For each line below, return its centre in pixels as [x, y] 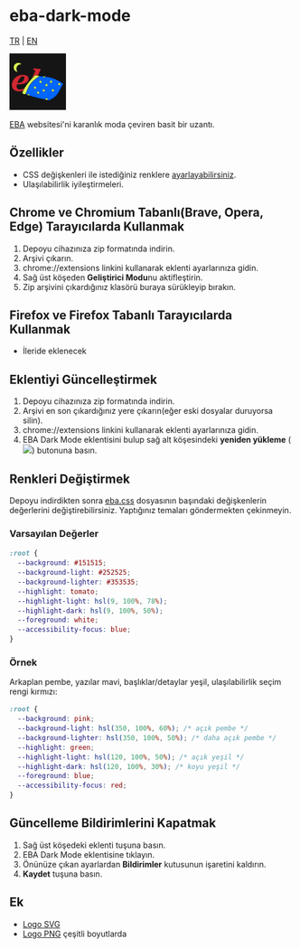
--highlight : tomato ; [58, 591]
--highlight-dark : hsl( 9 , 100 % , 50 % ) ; [91, 611]
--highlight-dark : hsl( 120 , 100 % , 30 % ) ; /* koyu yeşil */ [129, 766]
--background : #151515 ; [62, 563]
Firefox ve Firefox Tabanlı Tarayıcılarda [121, 315]
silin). [33, 420]
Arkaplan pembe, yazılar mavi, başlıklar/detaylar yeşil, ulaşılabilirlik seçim [145, 682]
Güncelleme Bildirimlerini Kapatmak [113, 823]
